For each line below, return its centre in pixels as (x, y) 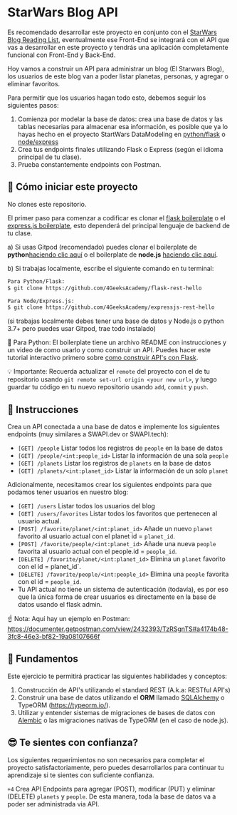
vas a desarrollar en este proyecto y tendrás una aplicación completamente (118, 47)
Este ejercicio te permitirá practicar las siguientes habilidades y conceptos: (117, 676)
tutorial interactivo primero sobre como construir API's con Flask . (103, 358)
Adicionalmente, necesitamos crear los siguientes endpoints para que (110, 485)
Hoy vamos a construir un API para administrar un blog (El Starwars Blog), (116, 68)
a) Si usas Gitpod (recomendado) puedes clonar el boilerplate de (102, 247)
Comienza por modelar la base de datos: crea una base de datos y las (120, 119)
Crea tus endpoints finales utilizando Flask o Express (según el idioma (120, 149)
